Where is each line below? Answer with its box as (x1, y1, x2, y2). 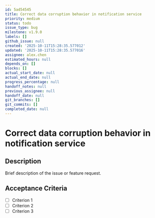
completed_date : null (5, 107, 49, 112)
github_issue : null (5, 39, 45, 44)
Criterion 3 (12, 208, 34, 214)
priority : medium (5, 16, 40, 21)
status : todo (5, 20, 31, 26)
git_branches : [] (5, 98, 40, 103)
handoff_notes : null (5, 84, 47, 89)
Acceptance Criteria (5, 184, 67, 193)
